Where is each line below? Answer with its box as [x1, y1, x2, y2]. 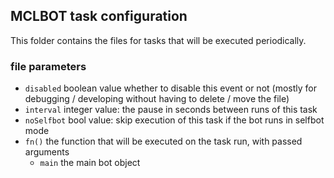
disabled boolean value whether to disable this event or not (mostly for [24, 82, 317, 94]
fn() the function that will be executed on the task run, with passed [24, 135, 303, 148]
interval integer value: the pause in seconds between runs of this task [24, 104, 318, 116]
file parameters [10, 59, 87, 73]
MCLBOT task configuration [10, 8, 188, 25]
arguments [24, 146, 70, 158]
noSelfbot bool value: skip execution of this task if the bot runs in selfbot [24, 114, 325, 126]
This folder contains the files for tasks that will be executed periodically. [10, 34, 307, 46]
